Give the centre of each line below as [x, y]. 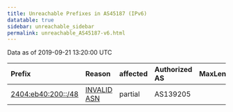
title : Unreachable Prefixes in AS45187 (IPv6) [77, 13]
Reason [98, 74]
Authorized [173, 70]
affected [133, 74]
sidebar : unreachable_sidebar [51, 26]
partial [129, 94]
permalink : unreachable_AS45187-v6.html [67, 33]
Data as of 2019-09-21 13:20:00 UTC [60, 53]
